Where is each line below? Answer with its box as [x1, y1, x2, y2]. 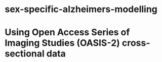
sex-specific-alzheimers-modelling [5, 4, 158, 15]
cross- [121, 37, 150, 49]
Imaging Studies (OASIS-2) [5, 37, 120, 49]
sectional [5, 48, 45, 59]
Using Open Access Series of [5, 27, 130, 38]
